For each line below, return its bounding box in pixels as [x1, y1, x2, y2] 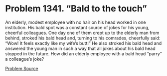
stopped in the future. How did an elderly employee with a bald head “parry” [5, 50, 162, 57]
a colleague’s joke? [5, 56, 44, 62]
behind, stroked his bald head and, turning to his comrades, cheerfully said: [5, 35, 161, 41]
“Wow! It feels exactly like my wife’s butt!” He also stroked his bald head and [5, 40, 162, 46]
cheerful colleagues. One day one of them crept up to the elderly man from [5, 30, 160, 36]
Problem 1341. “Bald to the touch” [5, 3, 147, 14]
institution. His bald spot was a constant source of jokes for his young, [5, 24, 150, 30]
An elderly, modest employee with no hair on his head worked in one [5, 19, 146, 25]
